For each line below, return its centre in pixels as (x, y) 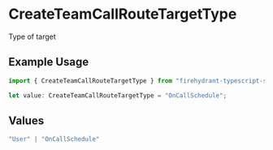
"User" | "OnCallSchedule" (54, 139)
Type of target (32, 36)
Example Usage (49, 62)
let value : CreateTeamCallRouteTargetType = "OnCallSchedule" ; (118, 95)
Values (26, 120)
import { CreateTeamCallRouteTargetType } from (91, 81)
